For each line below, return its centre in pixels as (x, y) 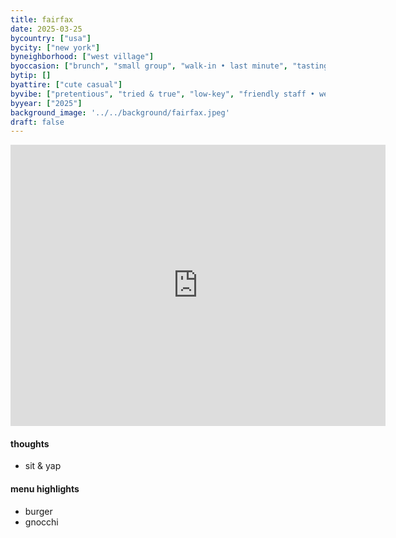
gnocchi (41, 522)
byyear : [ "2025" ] (46, 103)
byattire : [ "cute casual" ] (66, 85)
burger (38, 511)
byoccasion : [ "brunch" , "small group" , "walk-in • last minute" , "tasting (169, 66)
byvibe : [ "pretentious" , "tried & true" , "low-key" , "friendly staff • (162, 94)
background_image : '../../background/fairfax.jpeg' (120, 112)
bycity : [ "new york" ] (55, 47)
